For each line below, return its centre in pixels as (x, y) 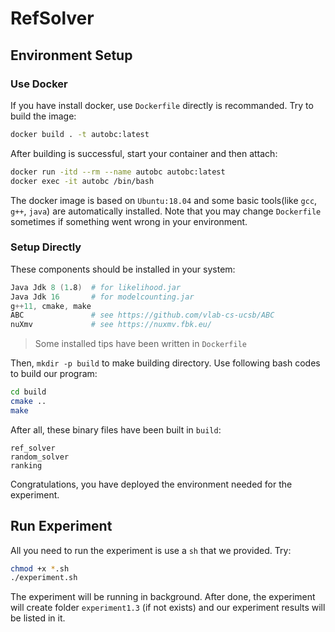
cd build (28, 392)
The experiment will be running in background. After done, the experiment (163, 597)
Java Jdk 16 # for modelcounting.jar (102, 297)
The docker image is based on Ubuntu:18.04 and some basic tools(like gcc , (164, 200)
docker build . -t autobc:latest (80, 134)
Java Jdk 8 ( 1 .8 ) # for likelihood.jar (96, 287)
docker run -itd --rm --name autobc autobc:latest (118, 172)
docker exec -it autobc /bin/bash (82, 181)
